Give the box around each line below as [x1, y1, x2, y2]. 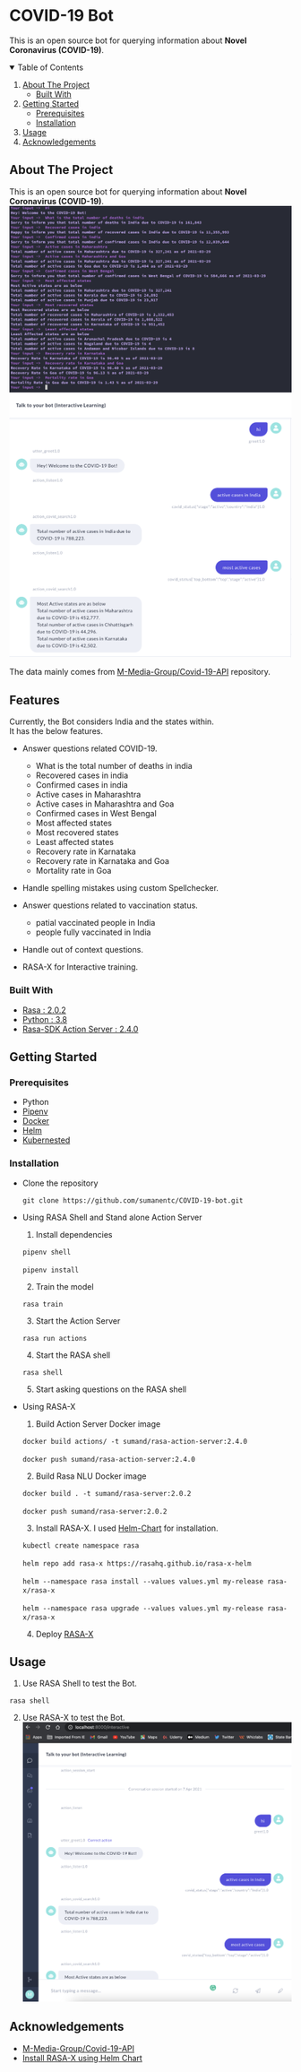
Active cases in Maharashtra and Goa [35, 799, 175, 809]
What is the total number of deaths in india [35, 761, 193, 772]
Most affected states [35, 817, 112, 829]
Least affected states [35, 837, 115, 848]
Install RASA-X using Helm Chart [21, 2052, 143, 2063]
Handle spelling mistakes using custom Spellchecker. [21, 883, 219, 894]
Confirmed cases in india [35, 780, 128, 790]
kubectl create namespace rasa [21, 1541, 140, 1550]
